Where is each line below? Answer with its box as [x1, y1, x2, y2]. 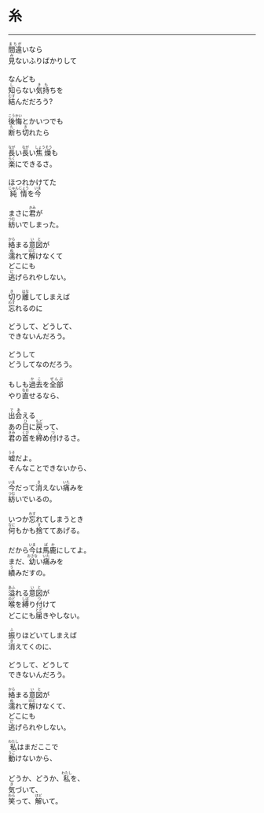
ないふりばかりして [15, 56, 77, 65]
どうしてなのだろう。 [8, 360, 76, 369]
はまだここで [16, 742, 59, 752]
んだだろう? [15, 96, 53, 106]
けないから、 [15, 753, 57, 763]
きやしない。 [42, 611, 84, 620]
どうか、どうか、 [8, 773, 64, 783]
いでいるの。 [15, 494, 57, 504]
